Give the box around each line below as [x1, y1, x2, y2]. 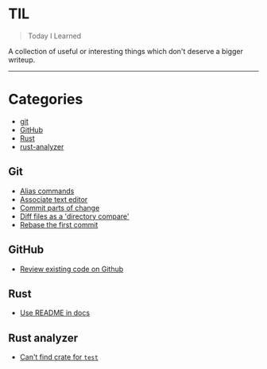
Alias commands [19, 186, 75, 196]
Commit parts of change [19, 203, 100, 212]
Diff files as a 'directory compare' [19, 212, 130, 221]
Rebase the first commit [19, 219, 99, 229]
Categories [8, 91, 83, 108]
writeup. [8, 55, 36, 64]
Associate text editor [19, 194, 88, 204]
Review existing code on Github [19, 264, 124, 274]
